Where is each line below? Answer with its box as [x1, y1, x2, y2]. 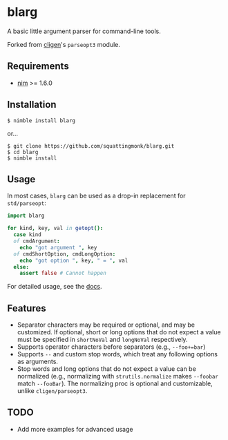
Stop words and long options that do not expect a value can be [17, 365, 197, 373]
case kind [13, 231, 41, 238]
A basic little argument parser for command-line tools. [7, 27, 161, 35]
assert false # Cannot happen [19, 270, 107, 277]
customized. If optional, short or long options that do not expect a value [17, 328, 221, 336]
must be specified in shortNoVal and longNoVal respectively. [17, 336, 188, 344]
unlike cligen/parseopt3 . [17, 387, 88, 395]
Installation [7, 99, 57, 111]
